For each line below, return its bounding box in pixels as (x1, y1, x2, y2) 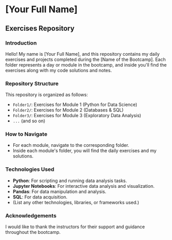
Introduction (5, 39, 37, 47)
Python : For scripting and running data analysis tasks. (12, 178, 127, 184)
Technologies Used (5, 166, 55, 173)
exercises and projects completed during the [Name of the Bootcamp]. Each (5, 56, 166, 62)
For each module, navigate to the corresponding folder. (12, 142, 130, 148)
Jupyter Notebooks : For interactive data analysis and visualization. (12, 183, 155, 189)
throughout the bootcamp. (5, 229, 61, 235)
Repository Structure (5, 80, 59, 87)
